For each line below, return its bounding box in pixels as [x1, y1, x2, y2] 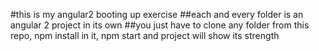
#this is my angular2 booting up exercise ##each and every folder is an [10, 9, 304, 20]
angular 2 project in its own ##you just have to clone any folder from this [10, 19, 310, 31]
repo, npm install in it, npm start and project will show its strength [10, 30, 280, 41]
